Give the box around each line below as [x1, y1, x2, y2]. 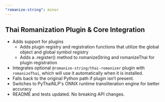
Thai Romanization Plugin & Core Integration [5, 26, 145, 34]
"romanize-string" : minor [5, 7, 59, 12]
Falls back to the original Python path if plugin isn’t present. [12, 75, 134, 82]
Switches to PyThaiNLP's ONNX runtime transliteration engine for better [12, 81, 160, 87]
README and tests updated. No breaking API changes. [12, 91, 125, 97]
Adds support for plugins [12, 39, 64, 45]
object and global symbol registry [19, 49, 88, 55]
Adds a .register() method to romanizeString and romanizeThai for [19, 54, 155, 60]
